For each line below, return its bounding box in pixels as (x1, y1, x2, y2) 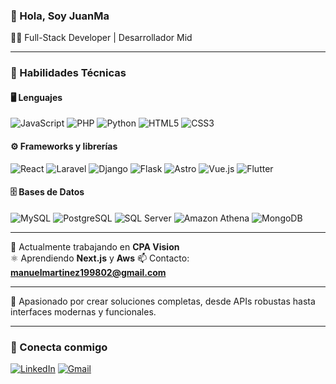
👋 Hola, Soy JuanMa (10, 9, 110, 23)
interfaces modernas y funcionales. (10, 305, 157, 318)
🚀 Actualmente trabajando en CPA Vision (10, 240, 180, 253)
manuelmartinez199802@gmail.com (10, 266, 167, 278)
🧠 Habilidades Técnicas (10, 66, 127, 80)
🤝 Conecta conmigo (10, 340, 108, 354)
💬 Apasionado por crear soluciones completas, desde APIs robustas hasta (10, 295, 316, 307)
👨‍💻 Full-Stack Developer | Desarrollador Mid (10, 32, 193, 44)
